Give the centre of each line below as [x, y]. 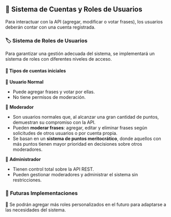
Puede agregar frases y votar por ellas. [54, 92]
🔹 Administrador [23, 159]
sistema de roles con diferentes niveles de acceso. [59, 59]
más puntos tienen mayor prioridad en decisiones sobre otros [77, 144]
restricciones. [27, 180]
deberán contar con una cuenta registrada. [51, 27]
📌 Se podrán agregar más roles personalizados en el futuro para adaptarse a [86, 204]
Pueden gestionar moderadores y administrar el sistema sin [75, 175]
